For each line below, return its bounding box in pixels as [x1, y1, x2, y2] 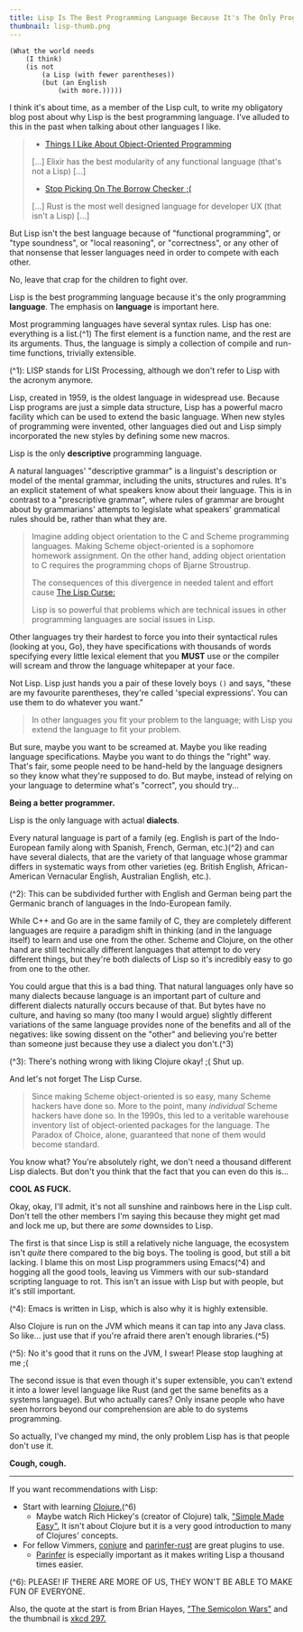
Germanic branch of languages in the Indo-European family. [9, 898, 233, 909]
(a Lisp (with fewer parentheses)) [41, 70, 176, 79]
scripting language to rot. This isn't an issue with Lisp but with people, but [9, 1275, 284, 1287]
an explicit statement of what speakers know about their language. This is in [9, 484, 292, 495]
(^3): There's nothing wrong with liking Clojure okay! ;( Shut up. [9, 1056, 244, 1067]
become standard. [31, 1139, 100, 1150]
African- [256, 861, 289, 872]
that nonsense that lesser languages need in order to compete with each [9, 247, 280, 257]
